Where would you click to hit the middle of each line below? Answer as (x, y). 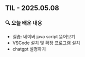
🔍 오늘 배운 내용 (24, 23)
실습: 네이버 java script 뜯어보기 (44, 36)
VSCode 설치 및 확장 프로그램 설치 (46, 43)
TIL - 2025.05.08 (32, 8)
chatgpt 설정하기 (29, 49)
